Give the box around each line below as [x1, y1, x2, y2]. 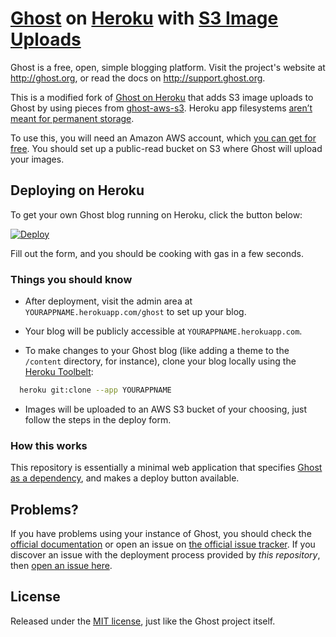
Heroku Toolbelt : [24, 366, 94, 378]
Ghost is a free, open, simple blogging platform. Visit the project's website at [10, 61, 326, 73]
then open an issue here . [10, 560, 113, 572]
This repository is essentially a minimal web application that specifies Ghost [10, 462, 323, 474]
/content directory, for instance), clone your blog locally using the [24, 355, 297, 367]
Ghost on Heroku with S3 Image [10, 7, 279, 30]
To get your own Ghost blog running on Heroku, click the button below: [10, 208, 303, 221]
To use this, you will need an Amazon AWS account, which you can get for [10, 132, 317, 144]
